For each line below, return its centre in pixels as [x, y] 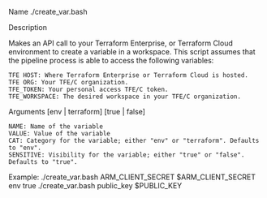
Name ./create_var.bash [48, 12]
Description [28, 27]
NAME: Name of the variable [56, 127]
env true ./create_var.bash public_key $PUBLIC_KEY [95, 185]
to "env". [25, 148]
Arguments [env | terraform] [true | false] [77, 112]
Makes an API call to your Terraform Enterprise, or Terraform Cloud [121, 43]
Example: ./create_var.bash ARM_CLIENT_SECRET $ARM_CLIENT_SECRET [132, 177]
